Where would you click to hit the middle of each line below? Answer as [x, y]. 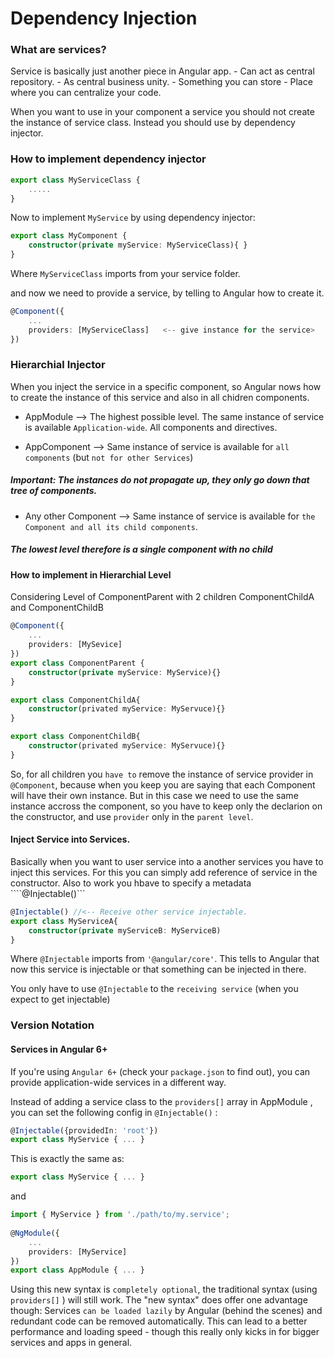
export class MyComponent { [69, 236]
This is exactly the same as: [67, 1159]
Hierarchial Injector [58, 365]
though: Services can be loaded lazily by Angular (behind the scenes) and [166, 1311]
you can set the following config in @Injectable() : [114, 1112]
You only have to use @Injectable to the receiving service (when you [154, 989]
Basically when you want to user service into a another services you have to [167, 861]
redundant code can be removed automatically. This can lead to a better [159, 1321]
